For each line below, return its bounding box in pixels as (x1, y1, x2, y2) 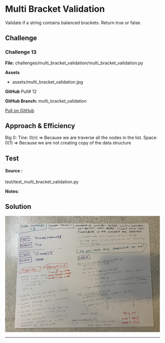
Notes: (5, 188, 20, 195)
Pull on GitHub (5, 107, 34, 114)
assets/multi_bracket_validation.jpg (12, 79, 83, 85)
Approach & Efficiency (5, 122, 75, 130)
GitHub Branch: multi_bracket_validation (5, 98, 87, 104)
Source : (5, 168, 23, 174)
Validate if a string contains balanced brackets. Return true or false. (5, 20, 141, 26)
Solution (5, 202, 31, 211)
